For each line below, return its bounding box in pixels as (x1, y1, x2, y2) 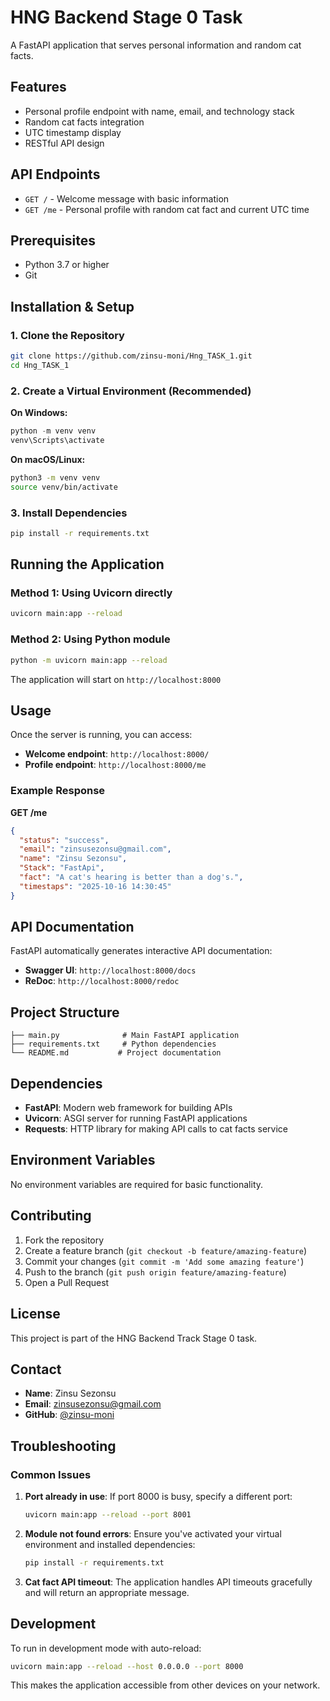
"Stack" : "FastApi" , (19, 863, 105, 873)
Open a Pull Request (24, 1276, 110, 1288)
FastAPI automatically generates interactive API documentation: (10, 945, 273, 957)
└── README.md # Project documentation (10, 1048, 222, 1058)
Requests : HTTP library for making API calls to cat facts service (24, 1123, 288, 1135)
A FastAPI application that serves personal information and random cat (10, 39, 302, 51)
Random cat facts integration (24, 116, 145, 128)
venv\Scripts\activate (10, 435, 105, 445)
